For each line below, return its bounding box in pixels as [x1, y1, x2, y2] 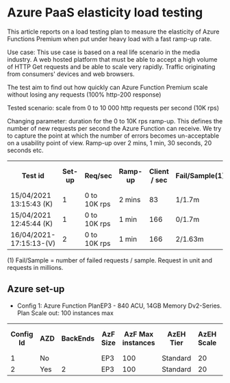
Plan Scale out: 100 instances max [16, 308, 114, 317]
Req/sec [84, 171, 113, 180]
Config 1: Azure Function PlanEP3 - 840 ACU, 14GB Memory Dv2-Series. [16, 301, 222, 310]
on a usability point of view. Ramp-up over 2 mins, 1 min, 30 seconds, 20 [7, 138, 212, 147]
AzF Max [124, 329, 154, 338]
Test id [21, 171, 44, 180]
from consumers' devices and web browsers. [7, 70, 135, 78]
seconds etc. [7, 146, 44, 154]
